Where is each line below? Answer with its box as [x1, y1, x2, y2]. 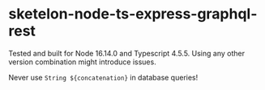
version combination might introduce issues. [8, 57, 156, 67]
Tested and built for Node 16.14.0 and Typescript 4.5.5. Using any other [8, 48, 246, 58]
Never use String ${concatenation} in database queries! [8, 72, 199, 82]
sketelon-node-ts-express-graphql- [8, 5, 258, 23]
